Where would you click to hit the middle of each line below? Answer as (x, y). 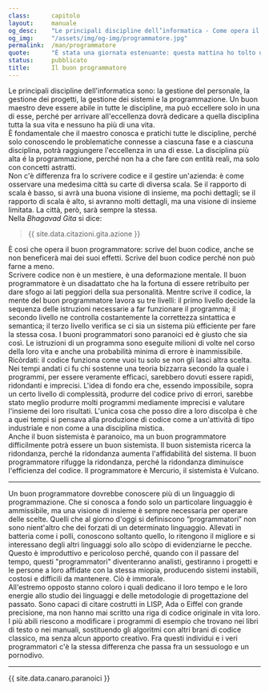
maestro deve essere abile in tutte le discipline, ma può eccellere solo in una (134, 107)
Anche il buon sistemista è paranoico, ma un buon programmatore (117, 436)
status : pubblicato (48, 61)
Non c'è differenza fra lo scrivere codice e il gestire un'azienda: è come (126, 175)
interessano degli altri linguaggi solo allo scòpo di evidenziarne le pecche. (130, 544)
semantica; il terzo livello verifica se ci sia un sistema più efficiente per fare (132, 326)
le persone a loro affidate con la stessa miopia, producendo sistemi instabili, (133, 570)
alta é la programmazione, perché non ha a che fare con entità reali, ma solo (134, 159)
